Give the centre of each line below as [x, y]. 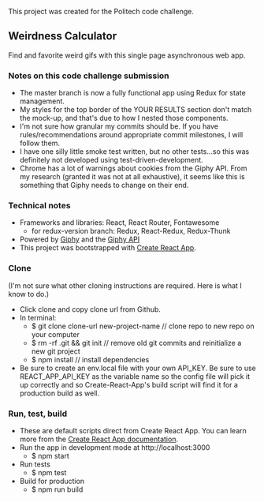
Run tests [35, 464]
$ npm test [49, 472]
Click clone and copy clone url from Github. [90, 309]
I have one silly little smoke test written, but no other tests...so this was [134, 152]
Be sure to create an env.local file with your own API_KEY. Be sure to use [138, 368]
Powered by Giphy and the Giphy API [80, 239]
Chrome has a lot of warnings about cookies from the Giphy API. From [133, 168]
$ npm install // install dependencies [90, 359]
